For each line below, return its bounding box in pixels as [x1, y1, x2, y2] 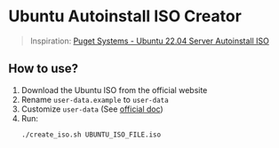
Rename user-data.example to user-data [20, 94, 170, 105]
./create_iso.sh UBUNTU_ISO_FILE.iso [20, 130, 162, 139]
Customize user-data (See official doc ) [20, 104, 163, 114]
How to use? [8, 61, 79, 76]
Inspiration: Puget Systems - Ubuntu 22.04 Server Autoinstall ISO [29, 35, 270, 46]
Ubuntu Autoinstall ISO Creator [8, 6, 242, 27]
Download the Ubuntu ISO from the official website [20, 84, 208, 95]
